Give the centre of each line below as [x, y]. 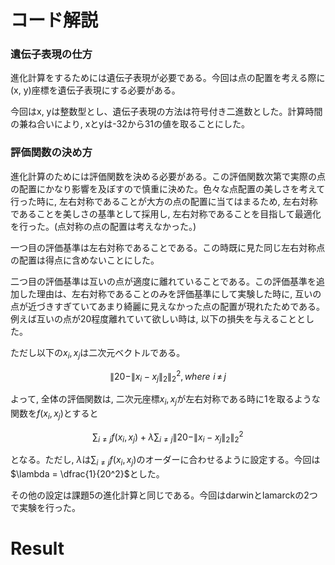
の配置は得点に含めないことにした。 [85, 260]
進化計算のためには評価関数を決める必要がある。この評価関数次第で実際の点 [168, 176]
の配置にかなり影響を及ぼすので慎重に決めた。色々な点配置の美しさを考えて [168, 188]
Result [37, 548]
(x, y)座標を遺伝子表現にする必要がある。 [95, 90]
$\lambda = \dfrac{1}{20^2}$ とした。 [87, 473]
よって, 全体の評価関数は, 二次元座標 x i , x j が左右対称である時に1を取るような [165, 400]
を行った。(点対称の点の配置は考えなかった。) [103, 226]
